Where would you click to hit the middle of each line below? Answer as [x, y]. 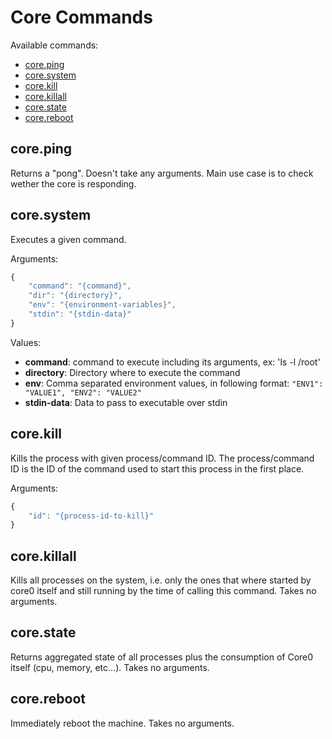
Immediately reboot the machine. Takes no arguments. [122, 723]
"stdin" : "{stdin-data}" [80, 314]
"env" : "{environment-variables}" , [102, 305]
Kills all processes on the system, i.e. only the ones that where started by [161, 580]
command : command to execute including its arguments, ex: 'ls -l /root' [172, 362]
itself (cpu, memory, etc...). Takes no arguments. [110, 667]
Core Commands [81, 17]
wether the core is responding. [73, 183]
